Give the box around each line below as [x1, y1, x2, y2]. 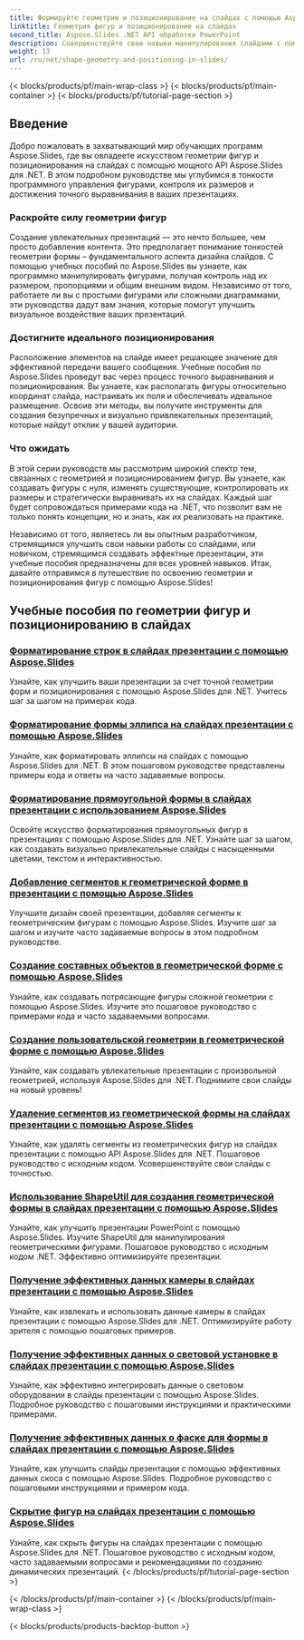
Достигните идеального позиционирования [9, 332, 214, 345]
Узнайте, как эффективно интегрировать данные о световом [9, 1380, 244, 1391]
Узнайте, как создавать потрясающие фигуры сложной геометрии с [9, 991, 274, 1002]
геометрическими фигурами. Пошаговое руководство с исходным [9, 1242, 269, 1253]
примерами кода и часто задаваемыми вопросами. [9, 1010, 211, 1021]
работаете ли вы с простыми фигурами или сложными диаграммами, [9, 289, 281, 300]
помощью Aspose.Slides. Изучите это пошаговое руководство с [9, 1001, 258, 1011]
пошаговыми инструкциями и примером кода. [9, 1482, 190, 1493]
